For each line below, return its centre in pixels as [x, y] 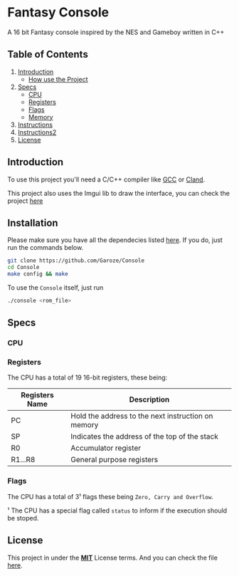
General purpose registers [115, 460]
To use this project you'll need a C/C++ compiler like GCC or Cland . [106, 179]
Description [149, 399]
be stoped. [23, 518]
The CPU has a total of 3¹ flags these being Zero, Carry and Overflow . [110, 496]
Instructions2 [37, 132]
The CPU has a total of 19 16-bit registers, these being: [87, 377]
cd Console [23, 268]
